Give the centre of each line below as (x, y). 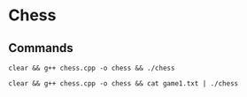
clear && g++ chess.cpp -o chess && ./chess (92, 68)
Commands (41, 48)
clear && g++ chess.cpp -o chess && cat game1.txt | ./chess (123, 84)
